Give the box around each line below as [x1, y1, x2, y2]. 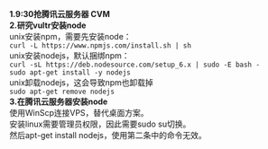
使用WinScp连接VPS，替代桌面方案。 [9, 108, 149, 118]
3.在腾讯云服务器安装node [9, 96, 108, 107]
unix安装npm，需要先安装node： [9, 31, 133, 41]
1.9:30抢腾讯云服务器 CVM [9, 9, 110, 19]
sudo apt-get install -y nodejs [9, 68, 131, 77]
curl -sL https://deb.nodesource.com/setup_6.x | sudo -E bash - [9, 60, 260, 69]
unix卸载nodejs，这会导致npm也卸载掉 [9, 77, 153, 88]
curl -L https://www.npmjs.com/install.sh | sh [9, 41, 192, 50]
